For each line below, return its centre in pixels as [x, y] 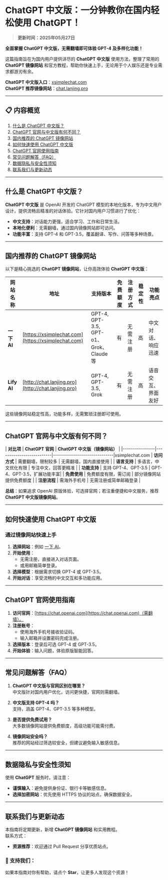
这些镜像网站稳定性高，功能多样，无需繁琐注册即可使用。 [64, 414]
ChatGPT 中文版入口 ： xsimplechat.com [46, 82]
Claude [99, 354]
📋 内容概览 [23, 111]
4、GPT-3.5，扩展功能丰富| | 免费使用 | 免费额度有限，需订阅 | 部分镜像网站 [83, 474]
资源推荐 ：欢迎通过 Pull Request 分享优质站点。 [61, 846]
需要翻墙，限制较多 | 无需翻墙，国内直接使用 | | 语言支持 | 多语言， [86, 462]
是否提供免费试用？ [32, 719]
